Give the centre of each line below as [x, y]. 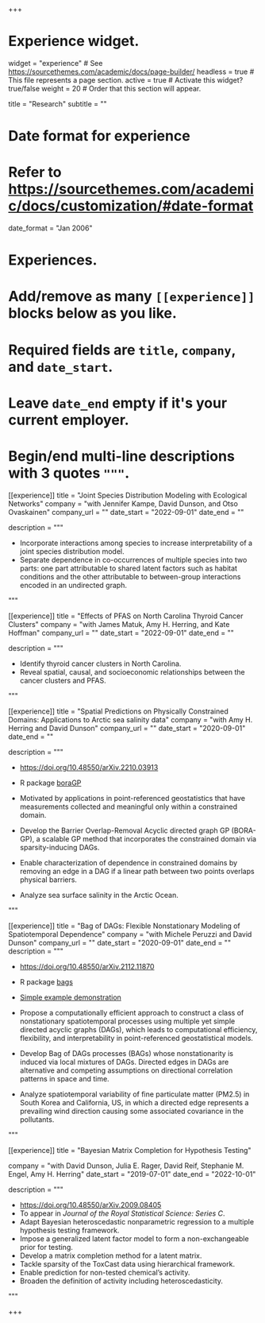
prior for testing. [46, 1247]
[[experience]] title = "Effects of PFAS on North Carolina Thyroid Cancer [126, 616]
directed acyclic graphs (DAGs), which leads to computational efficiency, [138, 1029]
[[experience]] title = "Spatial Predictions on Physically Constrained [118, 711]
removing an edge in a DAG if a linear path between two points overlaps [137, 871]
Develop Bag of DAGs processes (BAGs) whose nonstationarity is [127, 1053]
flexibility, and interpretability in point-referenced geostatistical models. [136, 1038]
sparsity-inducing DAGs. [60, 847]
